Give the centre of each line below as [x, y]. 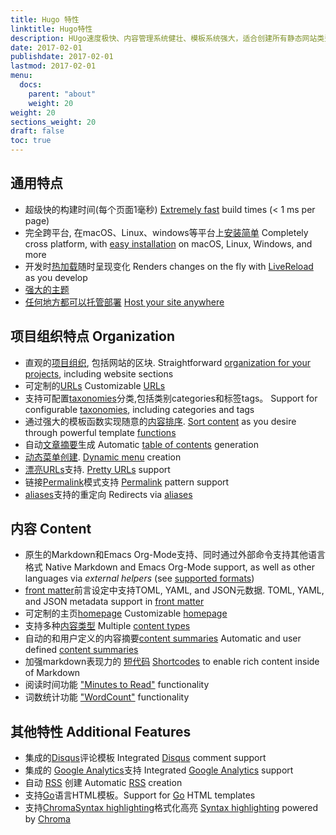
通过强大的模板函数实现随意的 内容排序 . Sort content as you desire [160, 421]
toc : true [31, 141]
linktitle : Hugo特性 [51, 29]
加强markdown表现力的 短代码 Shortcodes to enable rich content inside [172, 662]
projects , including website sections [99, 373]
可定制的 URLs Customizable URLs [95, 385]
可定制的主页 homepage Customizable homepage [126, 613]
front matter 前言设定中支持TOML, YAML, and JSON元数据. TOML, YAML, [174, 590]
